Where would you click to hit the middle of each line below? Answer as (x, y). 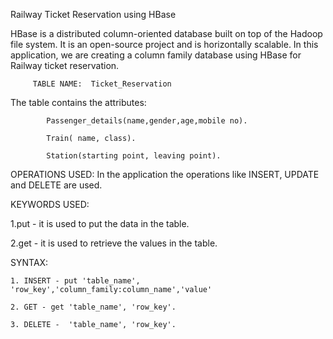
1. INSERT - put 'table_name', (75, 281)
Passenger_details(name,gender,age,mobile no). (147, 121)
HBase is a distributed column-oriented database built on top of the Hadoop (166, 33)
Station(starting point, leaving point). (134, 156)
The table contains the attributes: (78, 102)
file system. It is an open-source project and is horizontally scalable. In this (164, 44)
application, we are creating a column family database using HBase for (156, 55)
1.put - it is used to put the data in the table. (100, 223)
